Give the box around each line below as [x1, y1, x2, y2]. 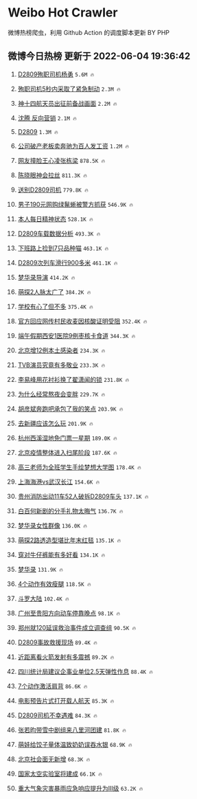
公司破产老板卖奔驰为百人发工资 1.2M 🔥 [17, 142, 130, 150]
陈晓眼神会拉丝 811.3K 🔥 [17, 170, 88, 179]
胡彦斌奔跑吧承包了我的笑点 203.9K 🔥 [17, 404, 124, 413]
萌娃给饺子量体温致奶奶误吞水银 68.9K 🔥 [17, 740, 132, 748]
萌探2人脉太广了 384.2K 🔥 [17, 287, 91, 296]
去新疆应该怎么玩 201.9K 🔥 [17, 419, 93, 427]
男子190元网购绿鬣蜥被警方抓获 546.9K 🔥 [17, 200, 133, 208]
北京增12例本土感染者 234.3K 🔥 [17, 346, 106, 355]
